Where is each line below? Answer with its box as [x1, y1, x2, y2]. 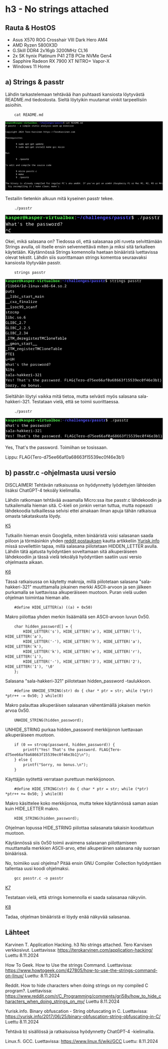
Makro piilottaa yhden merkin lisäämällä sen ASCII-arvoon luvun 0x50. [5, 614, 150, 620]
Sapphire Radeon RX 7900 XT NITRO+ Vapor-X [12, 58, 110, 64]
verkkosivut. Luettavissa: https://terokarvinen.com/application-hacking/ [5, 947, 153, 953]
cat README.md [14, 112, 43, 117]
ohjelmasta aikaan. [5, 559, 44, 565]
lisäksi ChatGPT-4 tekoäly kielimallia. [5, 487, 81, 493]
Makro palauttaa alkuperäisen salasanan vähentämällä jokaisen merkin [5, 702, 151, 708]
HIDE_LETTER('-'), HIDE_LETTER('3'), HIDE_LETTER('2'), [23, 659, 142, 664]
